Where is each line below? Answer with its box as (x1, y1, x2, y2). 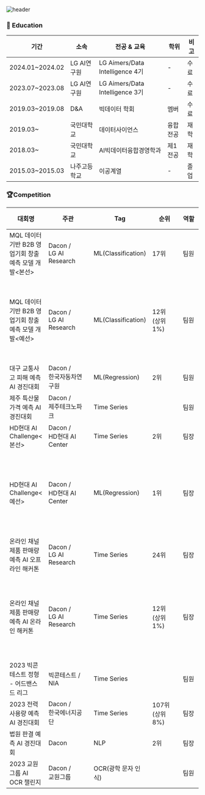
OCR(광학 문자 (93, 764, 134, 772)
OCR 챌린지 (9, 778, 41, 786)
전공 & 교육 (115, 43, 145, 51)
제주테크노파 (48, 402, 82, 411)
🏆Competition (6, 190, 51, 199)
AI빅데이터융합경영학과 (98, 146, 162, 155)
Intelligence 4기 (98, 67, 144, 76)
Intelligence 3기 (98, 88, 144, 97)
